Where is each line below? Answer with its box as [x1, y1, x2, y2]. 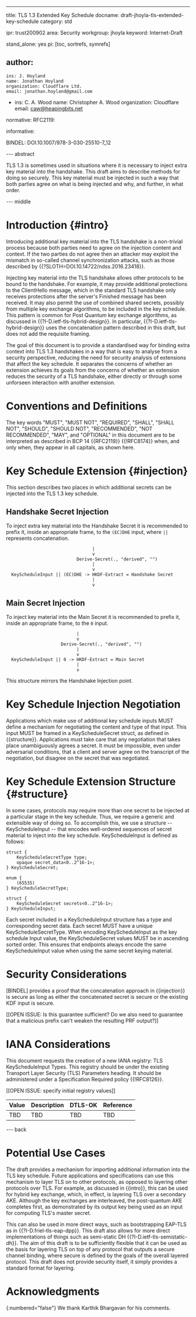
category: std [40, 18, 72, 25]
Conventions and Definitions [6, 399, 148, 413]
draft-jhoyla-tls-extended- [120, 12, 184, 18]
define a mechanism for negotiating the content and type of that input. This [6, 723, 187, 730]
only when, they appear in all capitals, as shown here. [6, 444, 135, 451]
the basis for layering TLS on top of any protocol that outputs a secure [6, 1245, 175, 1253]
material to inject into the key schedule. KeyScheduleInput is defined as [6, 832, 178, 839]
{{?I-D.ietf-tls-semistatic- [127, 1233, 188, 1240]
